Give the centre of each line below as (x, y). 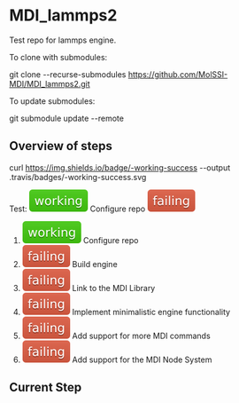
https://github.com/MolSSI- (178, 74)
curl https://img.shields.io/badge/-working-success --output (120, 167)
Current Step (46, 387)
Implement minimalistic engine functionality (151, 312)
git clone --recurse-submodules (68, 74)
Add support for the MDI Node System (142, 360)
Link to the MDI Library (114, 288)
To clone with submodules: (58, 57)
